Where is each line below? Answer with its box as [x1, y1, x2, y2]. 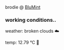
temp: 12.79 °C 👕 [5, 40, 40, 46]
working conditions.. [5, 16, 57, 23]
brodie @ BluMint [5, 4, 41, 10]
